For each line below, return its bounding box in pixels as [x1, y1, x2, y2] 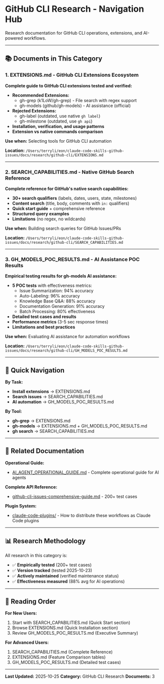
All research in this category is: [5, 552, 67, 558]
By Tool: [5, 408, 22, 414]
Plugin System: [5, 503, 37, 509]
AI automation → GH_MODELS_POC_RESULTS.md [12, 399, 114, 405]
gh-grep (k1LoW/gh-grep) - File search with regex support [19, 97, 137, 103]
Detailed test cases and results [12, 314, 77, 320]
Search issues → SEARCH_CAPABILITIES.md [12, 394, 103, 400]
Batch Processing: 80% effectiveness [19, 309, 95, 315]
